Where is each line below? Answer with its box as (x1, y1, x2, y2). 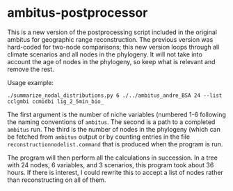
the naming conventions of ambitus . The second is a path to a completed (7, 117, 216, 126)
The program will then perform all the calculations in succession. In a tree (7, 153, 218, 162)
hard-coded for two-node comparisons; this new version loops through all (7, 43, 220, 51)
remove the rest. (7, 65, 54, 73)
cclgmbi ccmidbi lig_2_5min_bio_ (7, 98, 104, 105)
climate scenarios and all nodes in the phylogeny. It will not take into (7, 50, 203, 59)
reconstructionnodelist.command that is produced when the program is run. (7, 139, 223, 148)
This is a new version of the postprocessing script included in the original (7, 28, 218, 36)
